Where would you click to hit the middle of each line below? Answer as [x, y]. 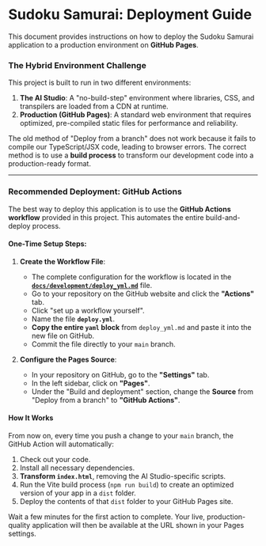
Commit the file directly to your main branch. [103, 344]
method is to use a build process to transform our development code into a [131, 155]
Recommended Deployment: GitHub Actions [95, 191]
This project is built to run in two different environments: [100, 83]
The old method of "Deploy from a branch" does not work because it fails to [132, 138]
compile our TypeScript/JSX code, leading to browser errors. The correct [127, 147]
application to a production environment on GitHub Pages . [104, 44]
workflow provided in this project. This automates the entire [106, 217]
